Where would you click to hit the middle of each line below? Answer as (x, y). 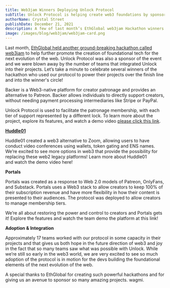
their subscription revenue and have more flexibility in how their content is (82, 192)
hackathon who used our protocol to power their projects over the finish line (84, 75)
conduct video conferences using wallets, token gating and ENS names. (80, 146)
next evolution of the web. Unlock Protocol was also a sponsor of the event (83, 58)
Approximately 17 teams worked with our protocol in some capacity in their (83, 238)
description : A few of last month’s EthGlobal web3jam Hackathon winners (85, 29)
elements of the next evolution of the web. (49, 265)
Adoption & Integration (30, 228)
